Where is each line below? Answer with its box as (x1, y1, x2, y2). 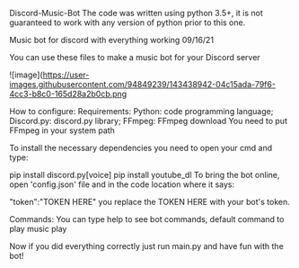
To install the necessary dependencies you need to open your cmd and (9, 143, 273, 153)
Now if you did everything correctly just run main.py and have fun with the (9, 241, 285, 251)
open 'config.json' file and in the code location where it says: (9, 179, 235, 190)
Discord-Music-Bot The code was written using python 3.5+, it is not (9, 8, 263, 18)
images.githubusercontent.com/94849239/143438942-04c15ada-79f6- (9, 79, 277, 89)
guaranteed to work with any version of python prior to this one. (9, 17, 246, 28)
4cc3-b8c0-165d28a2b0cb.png (9, 89, 128, 99)
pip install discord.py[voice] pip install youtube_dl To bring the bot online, (9, 170, 280, 180)
